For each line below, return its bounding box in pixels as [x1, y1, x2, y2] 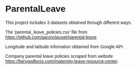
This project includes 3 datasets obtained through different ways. [5, 19, 132, 25]
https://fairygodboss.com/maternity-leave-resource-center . [5, 58, 119, 64]
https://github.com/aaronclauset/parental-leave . [5, 34, 98, 40]
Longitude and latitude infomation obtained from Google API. [5, 44, 124, 49]
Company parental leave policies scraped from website [5, 53, 113, 59]
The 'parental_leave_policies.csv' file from [5, 29, 88, 35]
